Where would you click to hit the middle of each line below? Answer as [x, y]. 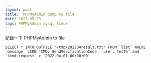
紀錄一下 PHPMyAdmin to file [35, 38]
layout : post [19, 10]
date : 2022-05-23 [23, 19]
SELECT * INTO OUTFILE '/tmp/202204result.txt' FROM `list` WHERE [75, 47]
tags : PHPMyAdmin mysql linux [37, 23]
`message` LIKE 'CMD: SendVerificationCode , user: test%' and [72, 52]
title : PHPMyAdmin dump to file [40, 14]
